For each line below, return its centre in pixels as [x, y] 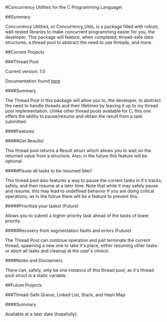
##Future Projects [24, 285]
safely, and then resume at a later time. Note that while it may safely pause [82, 186]
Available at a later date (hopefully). [42, 314]
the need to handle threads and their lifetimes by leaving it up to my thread [82, 106]
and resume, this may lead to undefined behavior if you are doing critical [80, 191]
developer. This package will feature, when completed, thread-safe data [79, 37]
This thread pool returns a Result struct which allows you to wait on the [78, 151]
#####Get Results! [24, 141]
